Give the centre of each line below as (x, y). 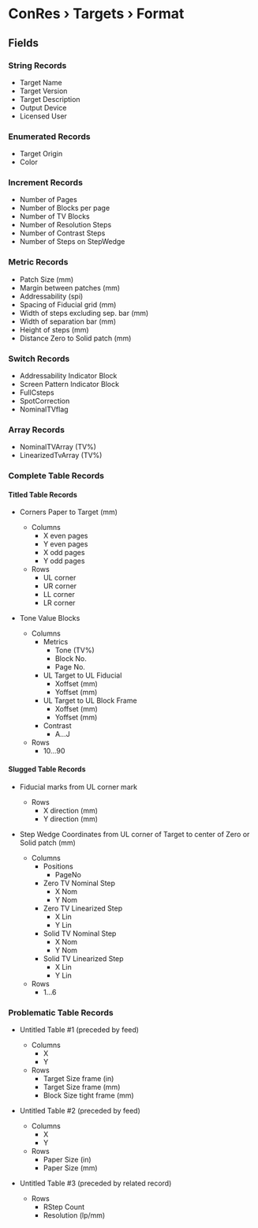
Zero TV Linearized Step (83, 908)
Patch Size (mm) (46, 279)
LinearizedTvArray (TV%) (61, 456)
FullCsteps (37, 392)
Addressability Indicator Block (68, 376)
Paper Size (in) (67, 1159)
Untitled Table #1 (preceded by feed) (79, 1029)
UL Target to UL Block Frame (90, 700)
